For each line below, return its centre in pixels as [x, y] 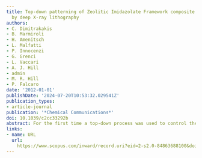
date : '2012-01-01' [31, 90]
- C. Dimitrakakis [29, 29]
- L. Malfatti [24, 46]
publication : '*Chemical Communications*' [60, 112]
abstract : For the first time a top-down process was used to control [96, 124]
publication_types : [31, 101]
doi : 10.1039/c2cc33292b [37, 118]
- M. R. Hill [23, 79]
